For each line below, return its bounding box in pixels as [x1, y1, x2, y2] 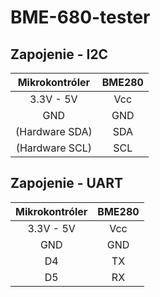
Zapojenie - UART [10, 175, 123, 192]
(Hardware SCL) [15, 141, 93, 155]
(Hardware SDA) [15, 125, 93, 138]
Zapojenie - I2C [10, 46, 109, 63]
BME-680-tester [10, 6, 151, 29]
